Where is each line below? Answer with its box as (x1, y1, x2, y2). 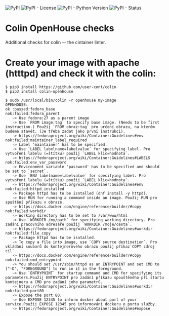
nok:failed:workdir (5, 208, 47, 214)
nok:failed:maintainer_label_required (5, 137, 87, 143)
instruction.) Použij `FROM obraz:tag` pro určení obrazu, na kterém (5, 124, 155, 129)
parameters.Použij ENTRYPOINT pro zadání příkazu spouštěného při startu (5, 275, 164, 280)
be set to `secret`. (5, 169, 49, 174)
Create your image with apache (5, 57, 140, 68)
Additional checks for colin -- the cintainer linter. (5, 39, 106, 45)
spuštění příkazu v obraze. (5, 200, 65, 205)
